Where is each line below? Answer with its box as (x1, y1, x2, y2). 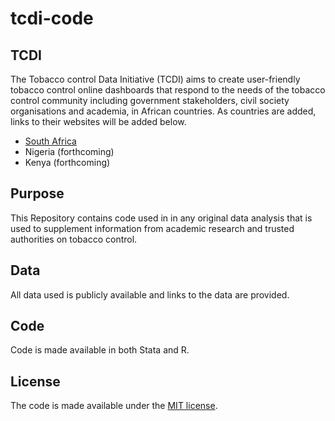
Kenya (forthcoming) (24, 157, 111, 168)
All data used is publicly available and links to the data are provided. (10, 288, 290, 301)
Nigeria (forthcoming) (24, 146, 115, 157)
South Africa (24, 135, 77, 147)
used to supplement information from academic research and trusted (10, 222, 295, 234)
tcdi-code (10, 7, 94, 30)
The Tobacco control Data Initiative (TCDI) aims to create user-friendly (10, 73, 301, 85)
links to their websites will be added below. (10, 116, 187, 127)
